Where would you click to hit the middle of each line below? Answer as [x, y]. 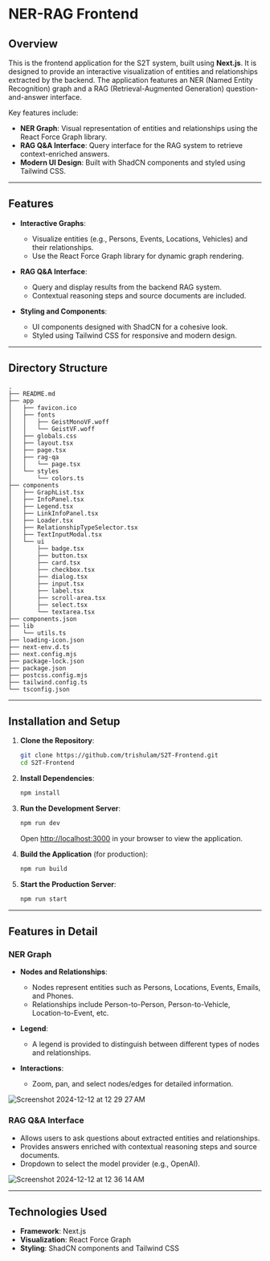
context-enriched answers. [65, 154]
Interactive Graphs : [53, 223]
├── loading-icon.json [46, 640]
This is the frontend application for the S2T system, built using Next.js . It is [133, 63]
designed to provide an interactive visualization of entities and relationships [133, 72]
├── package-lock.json [46, 661]
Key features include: [43, 113]
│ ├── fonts [32, 415]
